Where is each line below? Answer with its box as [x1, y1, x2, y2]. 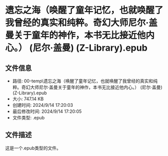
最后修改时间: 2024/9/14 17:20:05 [12, 108, 82, 114]
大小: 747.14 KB [12, 96, 44, 102]
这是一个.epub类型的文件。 [5, 145, 61, 151]
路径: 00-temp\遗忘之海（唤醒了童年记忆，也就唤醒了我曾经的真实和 [12, 78, 153, 84]
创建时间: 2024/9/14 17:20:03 [12, 102, 74, 108]
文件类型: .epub [12, 115, 45, 120]
